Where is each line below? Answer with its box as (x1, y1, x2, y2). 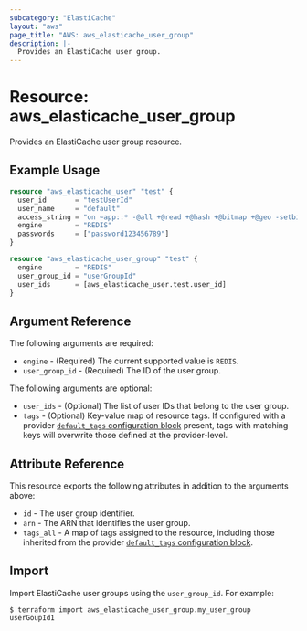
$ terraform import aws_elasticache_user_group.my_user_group (9, 605, 251, 615)
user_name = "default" (17, 204, 121, 213)
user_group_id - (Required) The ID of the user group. (22, 365, 221, 376)
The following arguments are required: (9, 338, 153, 349)
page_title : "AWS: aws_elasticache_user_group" (9, 30, 195, 39)
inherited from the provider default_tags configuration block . (22, 537, 254, 548)
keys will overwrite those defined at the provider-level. (22, 430, 228, 441)
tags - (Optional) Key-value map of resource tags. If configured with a (22, 410, 286, 421)
